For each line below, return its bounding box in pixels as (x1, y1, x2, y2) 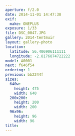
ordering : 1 (5, 68, 30, 73)
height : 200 (14, 100, 39, 105)
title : (5, 123, 19, 128)
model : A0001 (5, 58, 32, 63)
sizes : (5, 77, 19, 82)
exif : (5, 16, 16, 21)
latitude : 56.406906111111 (9, 49, 66, 54)
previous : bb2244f (5, 72, 43, 77)
